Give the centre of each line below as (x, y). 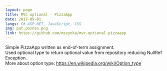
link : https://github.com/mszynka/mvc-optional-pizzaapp (66, 33)
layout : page (19, 10)
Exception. (16, 58)
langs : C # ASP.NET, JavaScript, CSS (43, 24)
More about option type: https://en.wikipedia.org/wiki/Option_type (73, 63)
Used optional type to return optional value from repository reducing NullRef (84, 52)
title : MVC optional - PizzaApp (39, 14)
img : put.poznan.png (27, 28)
